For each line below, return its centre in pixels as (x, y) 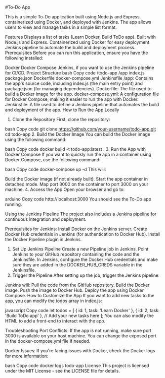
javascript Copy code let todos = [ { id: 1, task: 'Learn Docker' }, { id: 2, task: (82, 310)
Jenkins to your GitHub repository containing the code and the (76, 254)
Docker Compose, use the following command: (53, 160)
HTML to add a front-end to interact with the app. (55, 321)
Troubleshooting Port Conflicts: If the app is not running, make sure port (78, 330)
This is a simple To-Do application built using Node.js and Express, (73, 17)
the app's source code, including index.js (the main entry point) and (74, 83)
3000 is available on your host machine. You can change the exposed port (81, 336)
